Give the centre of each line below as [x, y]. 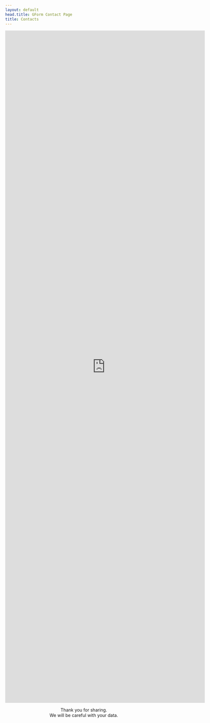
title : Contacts [22, 19]
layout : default [22, 10]
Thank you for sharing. [84, 710]
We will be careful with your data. [84, 715]
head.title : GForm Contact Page [39, 15]
